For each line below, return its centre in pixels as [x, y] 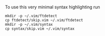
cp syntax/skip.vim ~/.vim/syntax [40, 29]
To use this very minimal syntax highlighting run [52, 7]
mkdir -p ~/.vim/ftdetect [31, 16]
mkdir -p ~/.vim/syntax [29, 24]
